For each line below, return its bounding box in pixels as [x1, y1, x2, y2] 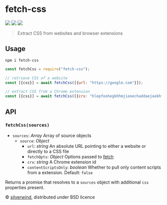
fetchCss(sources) [5, 122, 50, 128]
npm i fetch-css [5, 58, 39, 63]
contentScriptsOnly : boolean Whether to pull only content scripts [27, 164, 162, 170]
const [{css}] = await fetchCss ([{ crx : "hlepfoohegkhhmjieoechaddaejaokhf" [5, 94, 166, 99]
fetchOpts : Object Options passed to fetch [27, 153, 114, 160]
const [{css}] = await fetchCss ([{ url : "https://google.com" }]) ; [5, 80, 143, 85]
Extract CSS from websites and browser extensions [17, 30, 123, 36]
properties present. [5, 184, 45, 190]
